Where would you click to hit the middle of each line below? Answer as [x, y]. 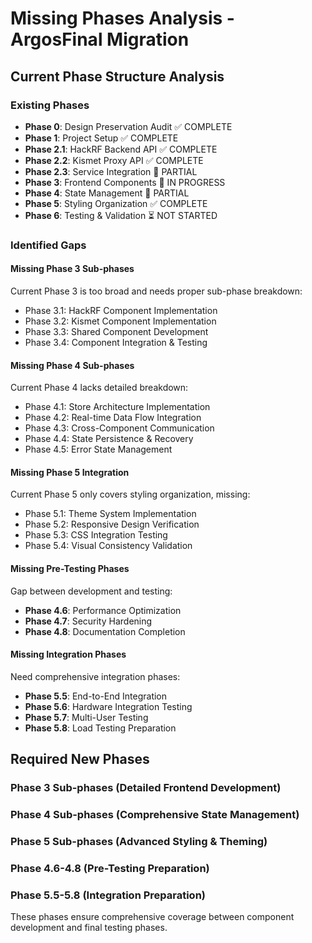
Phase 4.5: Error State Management [98, 449]
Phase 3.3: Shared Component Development [116, 331]
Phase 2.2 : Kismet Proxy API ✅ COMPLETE [114, 160]
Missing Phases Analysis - [122, 18]
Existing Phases [50, 105]
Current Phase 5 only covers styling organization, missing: [130, 494]
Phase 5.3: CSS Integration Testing [96, 535]
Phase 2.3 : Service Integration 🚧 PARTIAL [111, 171]
